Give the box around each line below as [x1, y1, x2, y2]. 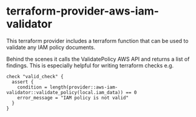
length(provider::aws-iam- [49, 84, 118, 90]
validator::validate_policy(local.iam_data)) [6, 89, 123, 95]
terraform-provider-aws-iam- [6, 4, 160, 18]
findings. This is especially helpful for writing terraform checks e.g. [6, 62, 174, 69]
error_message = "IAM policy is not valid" [17, 95, 129, 101]
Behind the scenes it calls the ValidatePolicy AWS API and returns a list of [6, 55, 190, 62]
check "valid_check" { [6, 73, 64, 79]
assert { [12, 79, 34, 85]
